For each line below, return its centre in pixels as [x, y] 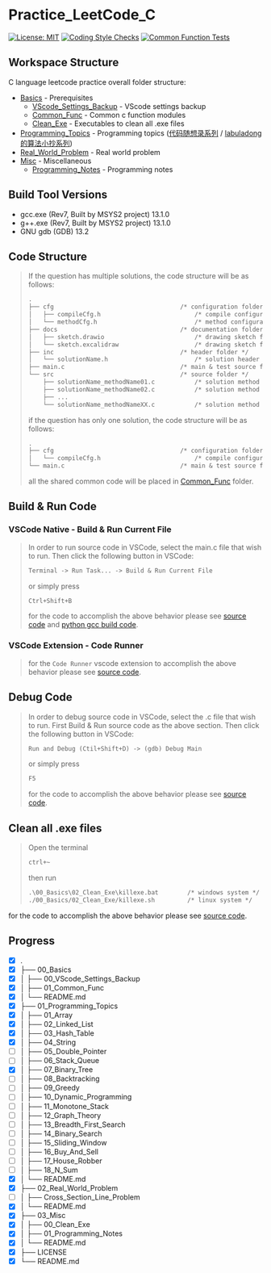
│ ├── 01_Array [46, 1015]
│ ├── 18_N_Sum [49, 1170]
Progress [31, 941]
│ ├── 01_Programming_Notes [71, 1233]
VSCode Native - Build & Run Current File [90, 530]
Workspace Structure [64, 63]
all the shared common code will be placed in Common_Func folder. [141, 481]
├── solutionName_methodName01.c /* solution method [151, 382]
